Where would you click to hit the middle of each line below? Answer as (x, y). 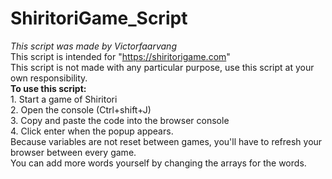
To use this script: (48, 88)
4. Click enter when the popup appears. (92, 131)
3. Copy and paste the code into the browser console (120, 120)
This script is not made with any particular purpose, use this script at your (162, 67)
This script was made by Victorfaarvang (93, 46)
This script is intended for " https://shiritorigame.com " (120, 56)
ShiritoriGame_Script (99, 18)
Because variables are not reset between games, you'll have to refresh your (166, 141)
